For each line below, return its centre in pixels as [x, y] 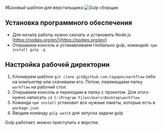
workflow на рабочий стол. [39, 87]
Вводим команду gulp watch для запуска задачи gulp [68, 113]
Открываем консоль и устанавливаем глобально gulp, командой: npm [85, 45]
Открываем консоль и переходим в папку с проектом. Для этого [80, 92]
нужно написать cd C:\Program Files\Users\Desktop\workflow [76, 97]
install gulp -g [29, 50]
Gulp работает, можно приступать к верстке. [52, 122]
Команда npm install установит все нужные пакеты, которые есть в [84, 102]
